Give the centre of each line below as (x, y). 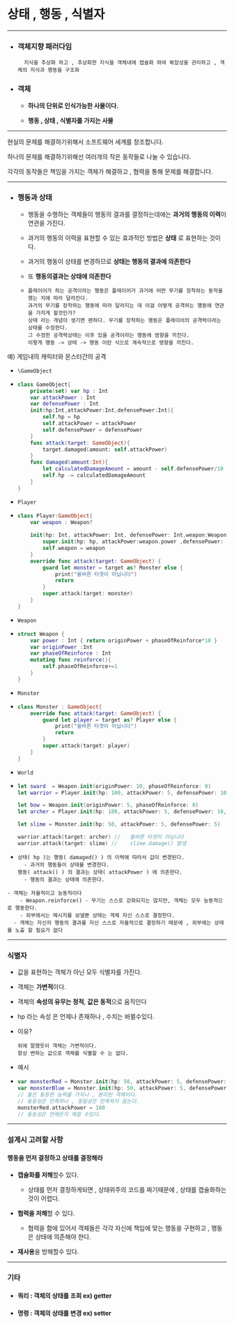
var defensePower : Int (64, 404)
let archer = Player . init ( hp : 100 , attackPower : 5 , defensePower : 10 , (122, 812)
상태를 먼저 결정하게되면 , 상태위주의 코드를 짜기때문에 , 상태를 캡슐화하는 (127, 1189)
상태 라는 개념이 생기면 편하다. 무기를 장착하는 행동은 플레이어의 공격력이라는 (124, 320)
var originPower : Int (61, 647)
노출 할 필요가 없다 (39, 930)
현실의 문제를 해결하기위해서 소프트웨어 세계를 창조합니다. (85, 142)
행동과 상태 (34, 198)
